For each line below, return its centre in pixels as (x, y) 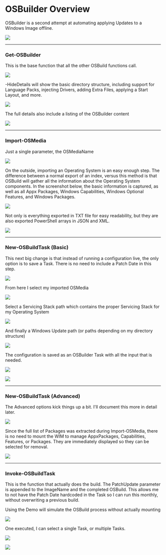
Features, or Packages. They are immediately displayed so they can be (77, 442)
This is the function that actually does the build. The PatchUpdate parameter (83, 484)
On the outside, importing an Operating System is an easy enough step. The (82, 170)
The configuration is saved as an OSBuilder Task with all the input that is (79, 354)
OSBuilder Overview (48, 9)
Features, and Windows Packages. (40, 197)
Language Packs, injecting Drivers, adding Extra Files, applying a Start (77, 90)
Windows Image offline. (29, 28)
